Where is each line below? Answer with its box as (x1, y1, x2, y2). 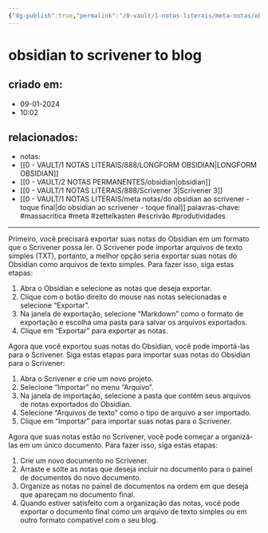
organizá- (220, 432, 254, 442)
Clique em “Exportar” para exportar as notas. (19, 326, 168, 336)
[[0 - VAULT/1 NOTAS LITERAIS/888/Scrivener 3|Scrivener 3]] (19, 185, 223, 196)
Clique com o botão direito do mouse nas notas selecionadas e (19, 292, 227, 302)
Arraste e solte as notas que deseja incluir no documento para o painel (19, 464, 253, 474)
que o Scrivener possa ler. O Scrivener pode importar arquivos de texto (8, 243, 243, 253)
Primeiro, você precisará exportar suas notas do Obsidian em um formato (8, 234, 250, 244)
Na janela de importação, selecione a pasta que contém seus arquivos (19, 391, 251, 400)
